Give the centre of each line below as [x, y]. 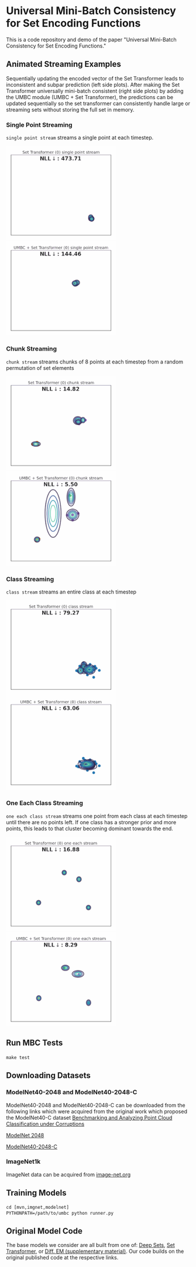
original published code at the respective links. [62, 1258]
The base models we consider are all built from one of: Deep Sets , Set [90, 1245]
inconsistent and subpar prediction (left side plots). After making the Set [93, 85]
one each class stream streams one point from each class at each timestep [97, 816]
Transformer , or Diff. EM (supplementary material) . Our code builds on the [95, 1251]
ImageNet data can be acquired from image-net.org [68, 1174]
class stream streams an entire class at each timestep [71, 592]
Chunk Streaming [32, 349]
